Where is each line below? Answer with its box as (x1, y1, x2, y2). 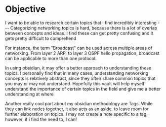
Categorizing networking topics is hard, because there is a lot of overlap (10, 25, 158, 31)
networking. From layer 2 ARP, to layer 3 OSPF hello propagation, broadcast (5, 50, 160, 56)
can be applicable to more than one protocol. (5, 55, 97, 61)
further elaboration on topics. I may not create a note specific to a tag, (5, 111, 148, 117)
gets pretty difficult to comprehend (5, 35, 77, 41)
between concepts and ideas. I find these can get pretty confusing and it (5, 30, 153, 36)
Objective (5, 3, 46, 15)
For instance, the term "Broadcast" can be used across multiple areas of (5, 45, 152, 51)
